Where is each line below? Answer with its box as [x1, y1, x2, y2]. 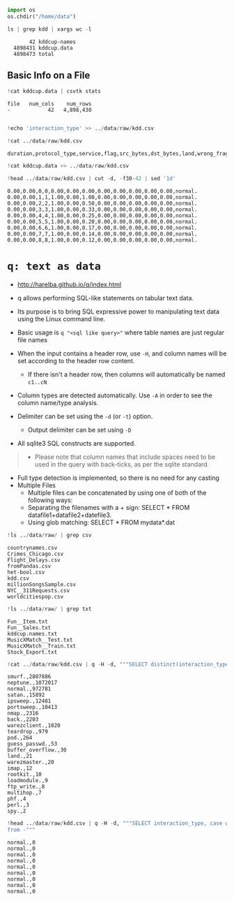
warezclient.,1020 [7, 722, 61, 729]
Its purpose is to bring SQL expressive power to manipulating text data [17, 307, 220, 316]
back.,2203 [7, 716, 39, 723]
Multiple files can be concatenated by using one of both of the [27, 488, 207, 497]
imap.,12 [7, 765, 33, 772]
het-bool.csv [7, 569, 45, 576]
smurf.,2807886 [7, 673, 52, 680]
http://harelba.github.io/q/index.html [17, 280, 122, 288]
